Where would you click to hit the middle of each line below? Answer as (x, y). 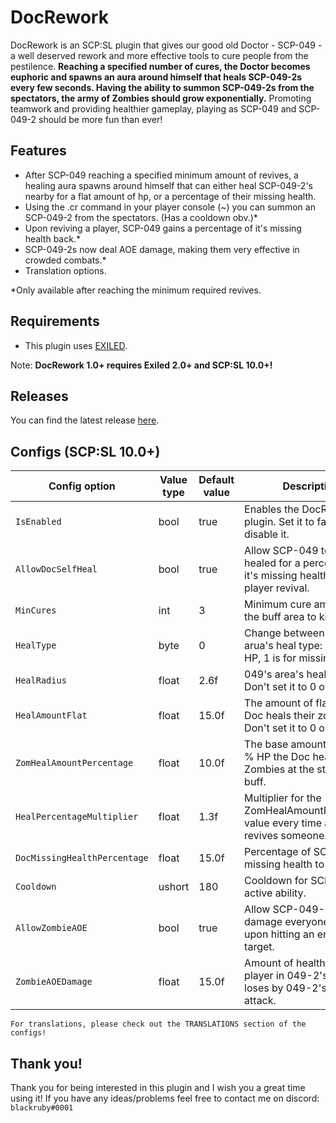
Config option (82, 486)
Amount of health (285, 963)
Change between (284, 633)
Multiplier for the (283, 798)
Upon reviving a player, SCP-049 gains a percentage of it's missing (163, 228)
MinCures (36, 610)
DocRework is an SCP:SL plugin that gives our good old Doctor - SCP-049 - (166, 45)
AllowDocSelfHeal (56, 569)
